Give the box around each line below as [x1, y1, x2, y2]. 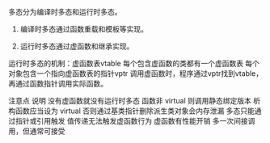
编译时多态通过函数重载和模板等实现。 [19, 24, 148, 34]
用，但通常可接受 [8, 126, 65, 136]
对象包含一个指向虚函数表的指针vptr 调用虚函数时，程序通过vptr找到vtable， [8, 69, 264, 78]
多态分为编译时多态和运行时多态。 [8, 7, 122, 16]
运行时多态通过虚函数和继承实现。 [19, 41, 134, 51]
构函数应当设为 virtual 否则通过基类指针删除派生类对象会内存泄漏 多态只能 [8, 106, 255, 116]
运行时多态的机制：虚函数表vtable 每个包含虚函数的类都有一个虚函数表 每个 [8, 59, 260, 68]
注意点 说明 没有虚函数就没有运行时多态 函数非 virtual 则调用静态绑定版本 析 [8, 96, 261, 105]
